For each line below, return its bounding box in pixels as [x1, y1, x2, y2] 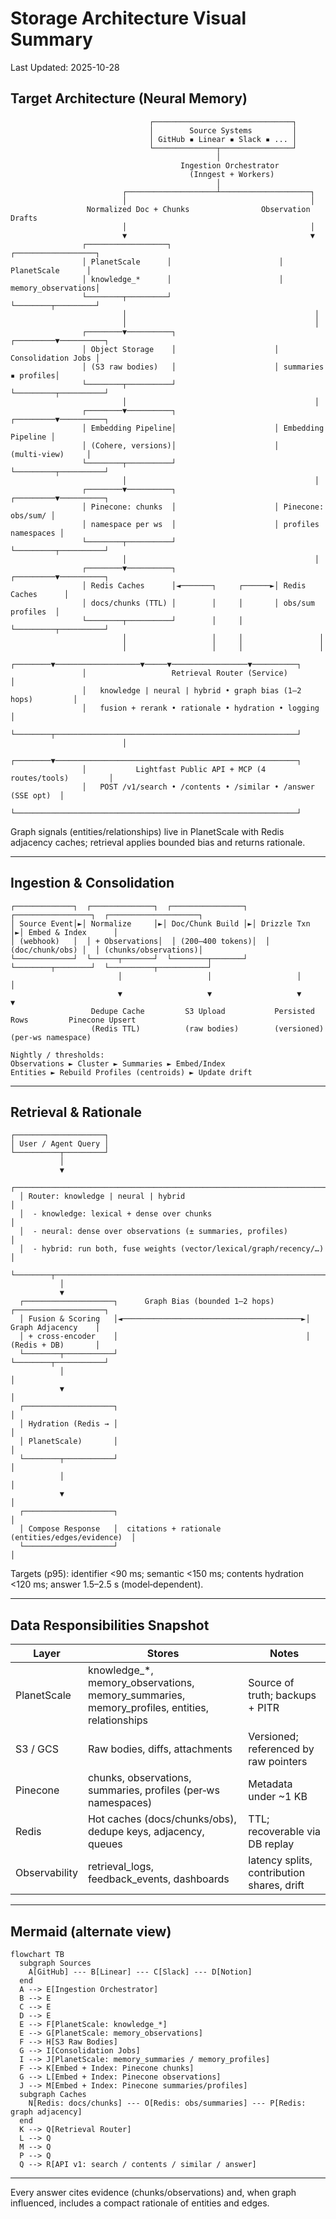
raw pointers [248, 1755, 308, 1769]
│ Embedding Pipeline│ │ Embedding [81, 423, 325, 433]
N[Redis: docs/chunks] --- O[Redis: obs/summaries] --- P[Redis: [28, 2098, 307, 2108]
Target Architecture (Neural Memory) [10, 90, 248, 107]
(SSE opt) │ [10, 790, 65, 801]
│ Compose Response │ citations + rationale [19, 1524, 222, 1534]
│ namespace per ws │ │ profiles [81, 519, 320, 529]
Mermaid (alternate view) [10, 1923, 172, 1940]
